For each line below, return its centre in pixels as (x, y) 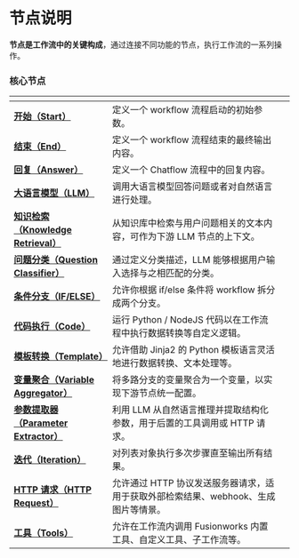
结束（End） (40, 147)
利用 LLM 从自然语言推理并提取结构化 (190, 410)
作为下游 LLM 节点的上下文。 (199, 236)
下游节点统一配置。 (161, 394)
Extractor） (39, 436)
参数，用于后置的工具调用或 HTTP (183, 423)
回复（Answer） (48, 170)
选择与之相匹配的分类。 (170, 274)
